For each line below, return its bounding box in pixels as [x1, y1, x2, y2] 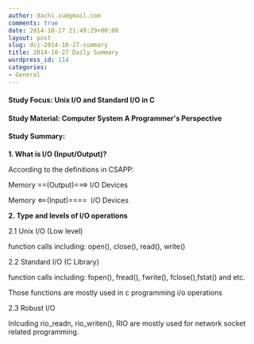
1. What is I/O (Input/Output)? [8, 149, 107, 159]
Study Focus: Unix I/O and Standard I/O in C [8, 95, 155, 105]
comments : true [8, 19, 59, 27]
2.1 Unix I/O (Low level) [8, 226, 83, 236]
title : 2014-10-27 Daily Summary [8, 48, 119, 56]
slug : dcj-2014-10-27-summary [8, 41, 109, 49]
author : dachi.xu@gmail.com [8, 11, 102, 20]
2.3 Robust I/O [8, 303, 56, 313]
